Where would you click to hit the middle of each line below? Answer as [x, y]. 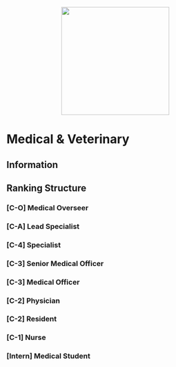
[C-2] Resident [32, 319]
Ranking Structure [47, 188]
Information [32, 165]
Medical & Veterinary [68, 139]
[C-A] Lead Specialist [43, 226]
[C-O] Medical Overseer [48, 207]
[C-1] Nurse [26, 337]
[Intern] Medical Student [48, 356]
